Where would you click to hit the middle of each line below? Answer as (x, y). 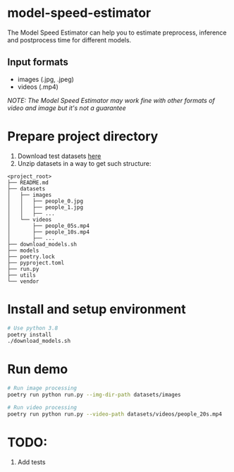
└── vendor (23, 281)
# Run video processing (42, 407)
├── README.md (28, 182)
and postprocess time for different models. (69, 40)
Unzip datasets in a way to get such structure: (84, 163)
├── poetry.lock (31, 256)
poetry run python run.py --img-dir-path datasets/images (94, 395)
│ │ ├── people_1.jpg (45, 207)
